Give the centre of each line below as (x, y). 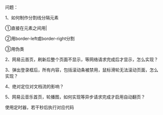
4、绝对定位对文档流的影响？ (35, 86)
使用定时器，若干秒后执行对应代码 (40, 107)
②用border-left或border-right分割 (40, 39)
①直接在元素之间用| (26, 28)
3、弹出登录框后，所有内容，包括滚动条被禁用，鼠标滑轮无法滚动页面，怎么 (82, 70)
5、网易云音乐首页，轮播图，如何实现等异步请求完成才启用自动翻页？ (75, 97)
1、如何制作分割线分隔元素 (32, 18)
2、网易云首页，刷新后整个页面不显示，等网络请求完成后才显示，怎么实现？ (82, 59)
